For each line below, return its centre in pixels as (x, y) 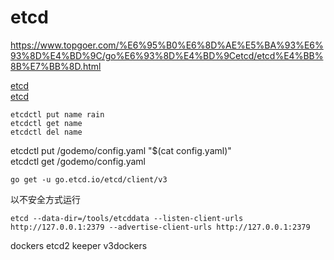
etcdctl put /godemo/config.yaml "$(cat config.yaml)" (121, 150)
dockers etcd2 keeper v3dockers (79, 245)
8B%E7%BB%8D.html (56, 66)
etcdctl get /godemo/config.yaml (78, 161)
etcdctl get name (46, 123)
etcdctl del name (46, 132)
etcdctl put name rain (57, 114)
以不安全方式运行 (45, 199)
